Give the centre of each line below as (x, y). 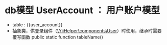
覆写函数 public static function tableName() (57, 37)
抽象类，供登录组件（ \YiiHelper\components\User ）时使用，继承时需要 (87, 30)
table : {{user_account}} (38, 25)
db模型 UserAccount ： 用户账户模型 (82, 10)
